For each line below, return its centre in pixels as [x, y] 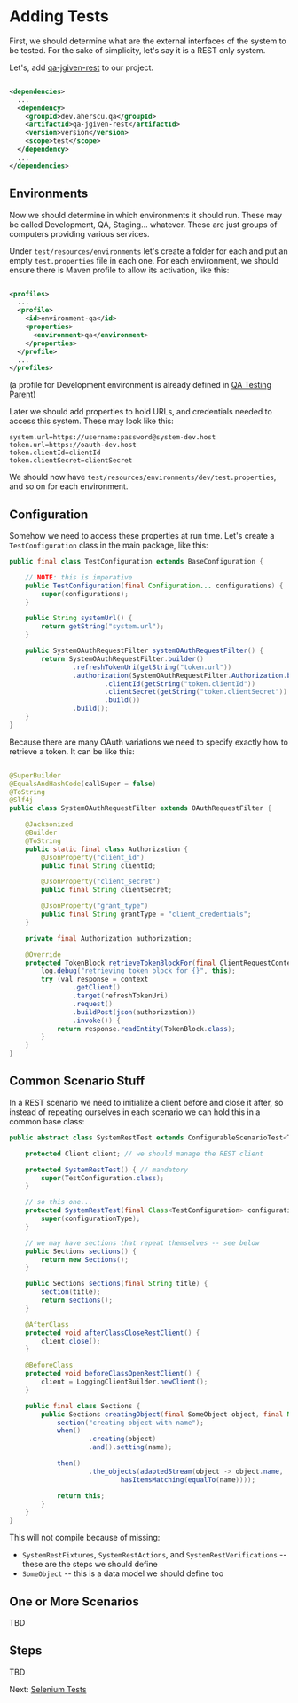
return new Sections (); [85, 1259]
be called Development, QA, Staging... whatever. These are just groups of [143, 225]
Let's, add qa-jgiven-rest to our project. [81, 67]
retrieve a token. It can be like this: [72, 751]
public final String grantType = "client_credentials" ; [146, 915]
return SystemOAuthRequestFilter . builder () [122, 658]
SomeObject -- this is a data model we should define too [123, 1573]
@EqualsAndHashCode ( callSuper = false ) [83, 784]
